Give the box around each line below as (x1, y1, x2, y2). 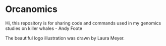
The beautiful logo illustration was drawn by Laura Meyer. (5, 35, 125, 41)
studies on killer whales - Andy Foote (5, 25, 82, 31)
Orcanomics (5, 3, 58, 15)
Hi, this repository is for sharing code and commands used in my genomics (5, 20, 161, 26)
